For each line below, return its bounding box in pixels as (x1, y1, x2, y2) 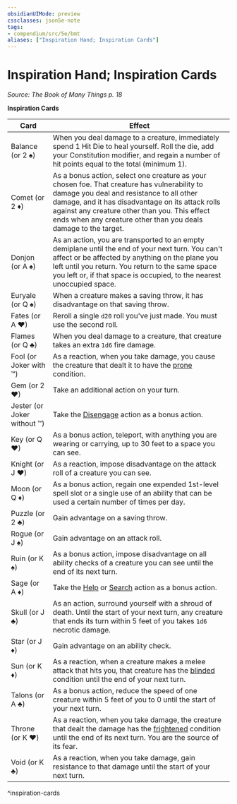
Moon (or (11, 484, 42, 494)
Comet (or (11, 193, 45, 203)
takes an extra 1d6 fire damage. (52, 340, 157, 350)
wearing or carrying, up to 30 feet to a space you (52, 439, 215, 449)
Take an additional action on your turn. (52, 385, 180, 395)
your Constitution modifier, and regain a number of (52, 150, 221, 160)
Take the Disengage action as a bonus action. (52, 410, 203, 420)
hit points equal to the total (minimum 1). (52, 160, 187, 169)
